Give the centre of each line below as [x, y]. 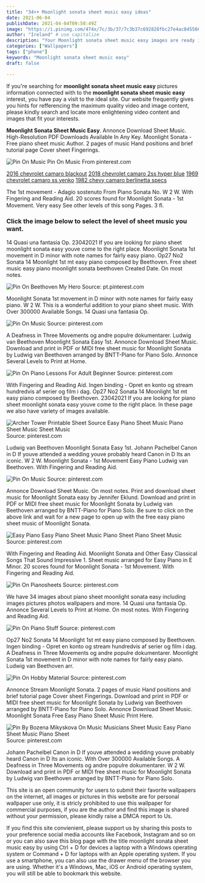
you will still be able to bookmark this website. [64, 873]
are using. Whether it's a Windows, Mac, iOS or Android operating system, [100, 866]
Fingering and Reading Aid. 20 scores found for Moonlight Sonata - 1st [95, 198]
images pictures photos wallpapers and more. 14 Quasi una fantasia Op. [97, 603]
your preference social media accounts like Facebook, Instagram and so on [101, 834]
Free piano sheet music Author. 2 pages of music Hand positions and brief [100, 143]
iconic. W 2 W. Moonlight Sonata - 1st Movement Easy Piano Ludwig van [97, 460]
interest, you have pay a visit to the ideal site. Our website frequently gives [100, 99]
